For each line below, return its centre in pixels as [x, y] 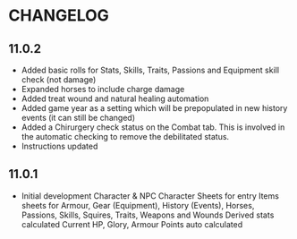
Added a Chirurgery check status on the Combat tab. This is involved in [153, 127]
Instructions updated [59, 146]
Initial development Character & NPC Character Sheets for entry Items [150, 196]
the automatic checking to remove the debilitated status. [125, 137]
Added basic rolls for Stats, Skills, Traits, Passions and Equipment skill [150, 70]
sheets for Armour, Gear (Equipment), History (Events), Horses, [138, 205]
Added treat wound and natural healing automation [115, 98]
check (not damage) [59, 80]
